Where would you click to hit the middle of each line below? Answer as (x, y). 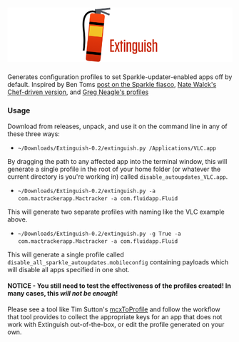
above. (17, 219)
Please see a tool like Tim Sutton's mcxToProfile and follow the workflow (114, 309)
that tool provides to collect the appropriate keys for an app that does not (115, 316)
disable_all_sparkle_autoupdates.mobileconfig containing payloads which (118, 262)
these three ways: (34, 134)
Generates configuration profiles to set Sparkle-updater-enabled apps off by (120, 77)
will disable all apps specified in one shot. (68, 269)
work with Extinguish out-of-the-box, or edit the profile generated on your (116, 324)
